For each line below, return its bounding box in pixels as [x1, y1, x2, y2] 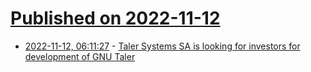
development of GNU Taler [24, 50, 136, 62]
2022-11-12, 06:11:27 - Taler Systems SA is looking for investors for [24, 40, 301, 52]
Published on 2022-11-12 [10, 7, 221, 30]
